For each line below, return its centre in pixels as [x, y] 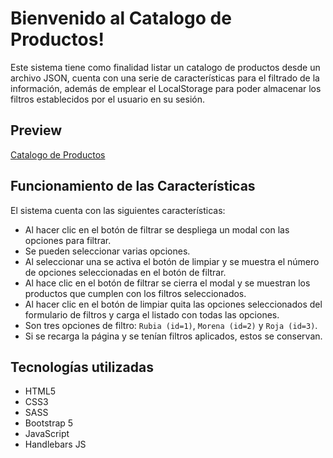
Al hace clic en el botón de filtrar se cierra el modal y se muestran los [167, 283]
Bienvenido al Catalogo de [121, 18]
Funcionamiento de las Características [133, 186]
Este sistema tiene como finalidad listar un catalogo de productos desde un [165, 67]
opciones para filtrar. [68, 240]
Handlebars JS [55, 444]
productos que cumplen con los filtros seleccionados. [135, 293]
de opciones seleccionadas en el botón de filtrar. [125, 272]
